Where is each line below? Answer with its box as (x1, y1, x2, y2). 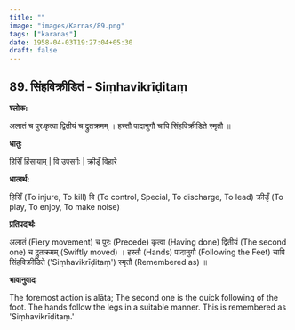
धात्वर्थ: (9, 173, 30, 184)
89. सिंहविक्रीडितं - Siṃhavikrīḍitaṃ (9, 79, 188, 94)
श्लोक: (9, 102, 28, 113)
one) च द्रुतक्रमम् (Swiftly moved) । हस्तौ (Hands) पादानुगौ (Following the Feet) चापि (9, 246, 286, 257)
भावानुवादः (9, 274, 37, 285)
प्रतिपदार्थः (9, 219, 36, 229)
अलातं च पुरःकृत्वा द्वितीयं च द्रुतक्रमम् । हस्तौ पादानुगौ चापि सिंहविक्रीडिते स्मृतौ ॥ (9, 120, 231, 131)
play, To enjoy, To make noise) (9, 201, 120, 212)
